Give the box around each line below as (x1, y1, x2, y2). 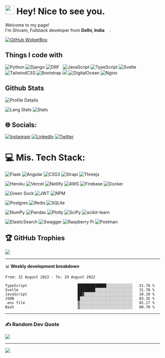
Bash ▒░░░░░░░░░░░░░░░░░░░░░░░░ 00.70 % (5, 305, 155, 310)
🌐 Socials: (5, 121, 37, 129)
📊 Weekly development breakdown (5, 263, 80, 269)
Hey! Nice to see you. (16, 6, 106, 17)
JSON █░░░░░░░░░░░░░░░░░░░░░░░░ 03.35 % (5, 296, 155, 301)
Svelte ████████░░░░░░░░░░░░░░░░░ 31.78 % (5, 287, 155, 293)
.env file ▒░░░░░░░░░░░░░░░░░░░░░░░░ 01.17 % (5, 301, 155, 306)
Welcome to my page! (5, 22, 50, 28)
